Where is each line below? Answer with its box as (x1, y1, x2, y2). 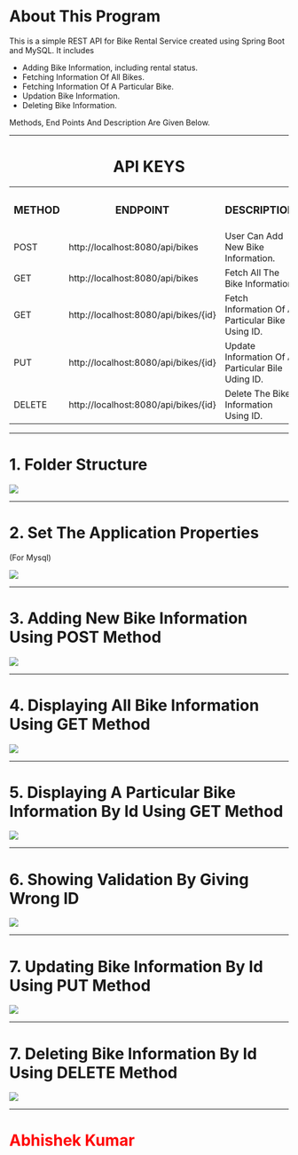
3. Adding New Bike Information (9, 608, 248, 628)
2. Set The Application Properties (9, 522, 260, 542)
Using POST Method (9, 627, 162, 647)
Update (224, 339, 255, 352)
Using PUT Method (9, 975, 151, 995)
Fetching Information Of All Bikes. (21, 71, 145, 82)
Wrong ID (9, 888, 80, 908)
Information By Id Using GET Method (9, 801, 284, 821)
